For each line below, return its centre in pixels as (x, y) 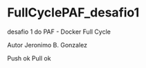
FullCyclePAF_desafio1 (73, 13)
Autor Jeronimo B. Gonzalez (47, 45)
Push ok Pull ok (29, 58)
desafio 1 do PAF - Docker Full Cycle (59, 32)
